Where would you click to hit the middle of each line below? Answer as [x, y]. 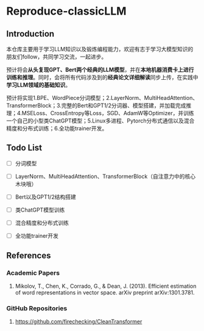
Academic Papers [33, 272]
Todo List [24, 148]
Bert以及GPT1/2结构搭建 [45, 197]
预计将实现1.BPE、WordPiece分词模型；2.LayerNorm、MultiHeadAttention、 [102, 98]
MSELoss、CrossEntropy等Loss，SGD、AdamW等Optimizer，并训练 [108, 113]
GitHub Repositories [37, 308]
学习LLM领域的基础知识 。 [39, 85]
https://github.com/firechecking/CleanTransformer [79, 322]
